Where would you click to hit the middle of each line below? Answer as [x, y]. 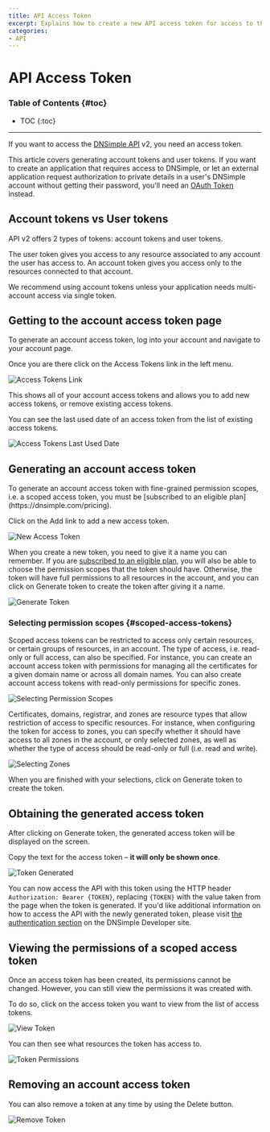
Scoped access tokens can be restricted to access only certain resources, [131, 640]
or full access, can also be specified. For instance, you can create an [138, 658]
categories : [28, 31]
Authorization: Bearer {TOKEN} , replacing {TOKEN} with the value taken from [135, 897]
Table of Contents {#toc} [58, 103]
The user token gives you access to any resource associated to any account [135, 254]
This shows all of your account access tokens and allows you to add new [129, 395]
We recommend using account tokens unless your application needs [122, 287]
